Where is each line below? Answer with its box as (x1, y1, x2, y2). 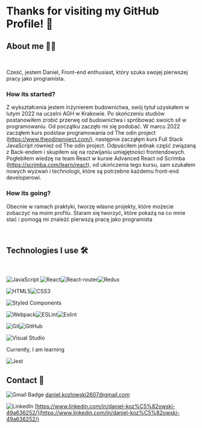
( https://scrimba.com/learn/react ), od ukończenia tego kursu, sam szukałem (6, 161, 196, 169)
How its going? (6, 189, 51, 197)
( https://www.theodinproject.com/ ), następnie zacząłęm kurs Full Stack (6, 135, 183, 143)
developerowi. (6, 174, 42, 181)
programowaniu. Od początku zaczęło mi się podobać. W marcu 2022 (6, 123, 180, 130)
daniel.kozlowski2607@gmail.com (45, 391, 130, 399)
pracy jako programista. (6, 75, 65, 82)
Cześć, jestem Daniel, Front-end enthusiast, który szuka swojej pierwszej (6, 69, 188, 76)
